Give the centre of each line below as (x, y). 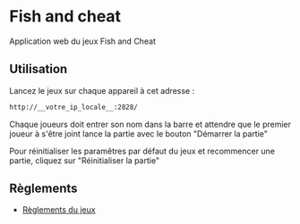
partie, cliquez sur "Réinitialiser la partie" (84, 160)
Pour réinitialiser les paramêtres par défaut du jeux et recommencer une (142, 151)
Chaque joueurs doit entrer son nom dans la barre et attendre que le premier (150, 124)
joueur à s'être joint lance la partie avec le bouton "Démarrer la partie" (139, 133)
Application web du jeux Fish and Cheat (83, 41)
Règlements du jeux (59, 210)
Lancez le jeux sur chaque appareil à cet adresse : (102, 90)
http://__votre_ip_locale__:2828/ (74, 107)
